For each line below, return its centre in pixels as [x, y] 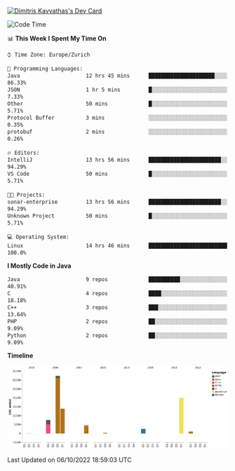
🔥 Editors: [23, 153]
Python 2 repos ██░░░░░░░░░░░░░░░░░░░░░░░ [117, 336]
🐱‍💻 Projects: [26, 195]
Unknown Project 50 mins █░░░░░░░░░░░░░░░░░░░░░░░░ [117, 216]
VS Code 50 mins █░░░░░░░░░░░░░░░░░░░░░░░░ [117, 174]
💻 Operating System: [39, 237]
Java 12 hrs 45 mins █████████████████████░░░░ [117, 76]
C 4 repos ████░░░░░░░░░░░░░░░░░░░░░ [117, 294]
